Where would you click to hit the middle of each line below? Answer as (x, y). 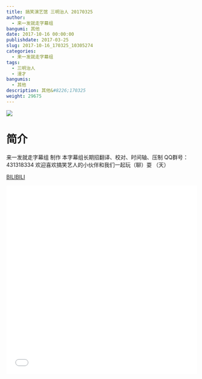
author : (16, 18)
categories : (21, 51)
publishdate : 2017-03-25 (37, 40)
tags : (13, 62)
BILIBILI (16, 177)
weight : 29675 (24, 96)
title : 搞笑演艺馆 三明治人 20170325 (50, 12)
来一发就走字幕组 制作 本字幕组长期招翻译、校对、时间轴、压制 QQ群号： (97, 157)
